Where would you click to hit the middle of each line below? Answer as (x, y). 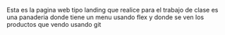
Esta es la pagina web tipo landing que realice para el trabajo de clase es (112, 10)
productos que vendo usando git (54, 24)
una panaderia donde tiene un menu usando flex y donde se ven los (105, 17)
